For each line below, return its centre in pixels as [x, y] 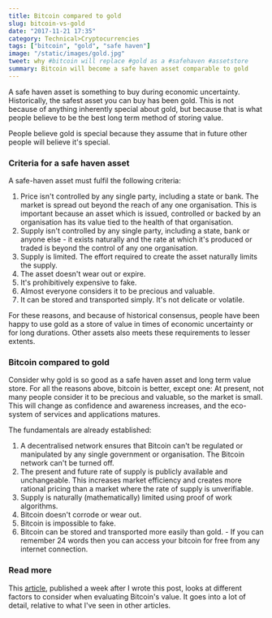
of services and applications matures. [97, 414]
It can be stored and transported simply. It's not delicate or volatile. [132, 300]
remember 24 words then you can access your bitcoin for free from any [140, 541]
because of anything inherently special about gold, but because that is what [135, 109]
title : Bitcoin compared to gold [65, 16]
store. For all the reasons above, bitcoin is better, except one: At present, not [136, 388]
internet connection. [54, 549]
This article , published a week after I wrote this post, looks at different [125, 588]
